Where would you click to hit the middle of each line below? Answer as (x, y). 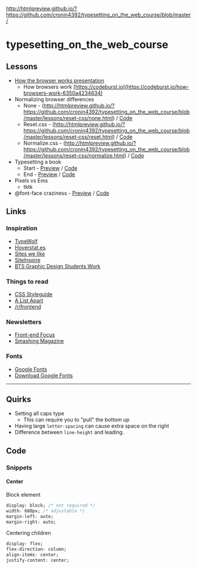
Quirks (18, 399)
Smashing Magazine (39, 341)
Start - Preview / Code (50, 168)
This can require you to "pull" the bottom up (77, 420)
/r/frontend (28, 307)
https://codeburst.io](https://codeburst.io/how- (132, 87)
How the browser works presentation (59, 81)
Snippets (19, 467)
